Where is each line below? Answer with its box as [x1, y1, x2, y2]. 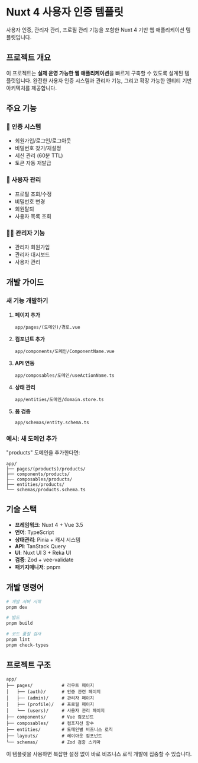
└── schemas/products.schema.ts [6, 487, 86, 493]
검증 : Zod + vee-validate [14, 556, 74, 563]
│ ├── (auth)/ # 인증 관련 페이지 [6, 689, 101, 695]
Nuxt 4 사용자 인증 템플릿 [6, 5, 124, 19]
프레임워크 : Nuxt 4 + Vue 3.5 [14, 521, 84, 528]
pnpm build [6, 621, 33, 627]
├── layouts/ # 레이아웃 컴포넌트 [6, 733, 102, 739]
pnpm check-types [6, 642, 49, 648]
